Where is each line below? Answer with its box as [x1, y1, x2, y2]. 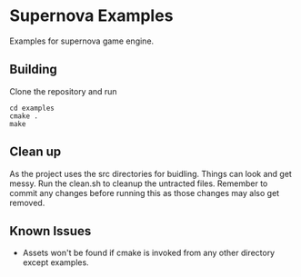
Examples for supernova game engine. [9, 35, 155, 46]
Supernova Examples [9, 5, 174, 26]
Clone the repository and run [9, 85, 117, 96]
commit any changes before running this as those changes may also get [9, 187, 280, 198]
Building [9, 62, 57, 77]
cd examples [9, 104, 55, 113]
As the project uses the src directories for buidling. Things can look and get [9, 168, 293, 179]
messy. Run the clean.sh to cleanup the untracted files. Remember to [9, 178, 268, 189]
